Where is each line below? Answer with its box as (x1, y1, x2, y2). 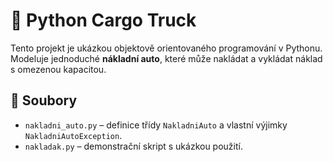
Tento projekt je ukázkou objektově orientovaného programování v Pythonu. (10, 42, 323, 54)
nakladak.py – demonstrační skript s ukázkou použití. (24, 140, 243, 152)
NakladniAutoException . (24, 129, 123, 141)
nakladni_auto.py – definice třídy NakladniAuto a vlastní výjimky (24, 119, 288, 131)
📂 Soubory (10, 92, 78, 109)
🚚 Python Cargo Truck (10, 9, 197, 32)
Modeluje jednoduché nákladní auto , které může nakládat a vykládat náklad (10, 52, 323, 64)
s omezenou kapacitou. (10, 63, 107, 75)
